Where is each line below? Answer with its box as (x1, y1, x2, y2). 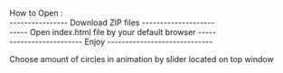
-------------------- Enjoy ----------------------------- (9, 36, 213, 47)
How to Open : (9, 8, 63, 18)
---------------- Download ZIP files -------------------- (9, 17, 215, 28)
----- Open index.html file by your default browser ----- (9, 27, 217, 37)
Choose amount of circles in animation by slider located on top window (9, 54, 274, 64)
